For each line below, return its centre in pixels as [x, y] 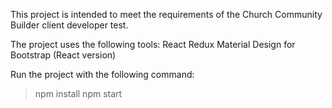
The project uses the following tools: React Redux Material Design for [153, 44]
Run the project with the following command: [102, 74]
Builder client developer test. [69, 25]
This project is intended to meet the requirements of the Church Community [166, 14]
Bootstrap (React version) [63, 55]
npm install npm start [78, 93]
